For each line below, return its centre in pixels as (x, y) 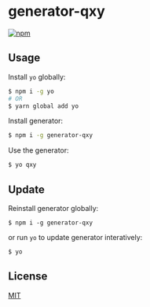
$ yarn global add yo (44, 106)
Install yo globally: (37, 76)
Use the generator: (38, 150)
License (28, 277)
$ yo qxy (22, 165)
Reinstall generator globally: (53, 208)
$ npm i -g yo (31, 91)
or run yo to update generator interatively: (75, 237)
